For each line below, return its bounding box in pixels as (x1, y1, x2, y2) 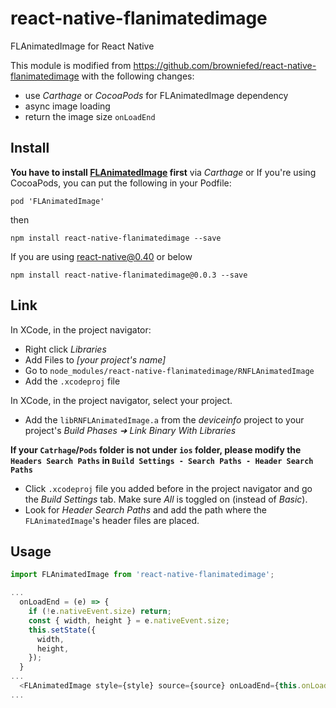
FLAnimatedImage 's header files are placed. (24, 514, 200, 526)
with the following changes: (81, 70, 195, 82)
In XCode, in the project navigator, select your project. (10, 394, 233, 406)
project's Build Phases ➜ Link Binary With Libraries (24, 424, 237, 436)
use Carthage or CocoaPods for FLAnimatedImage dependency (24, 89, 289, 101)
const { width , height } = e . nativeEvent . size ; (28, 615, 230, 626)
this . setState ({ (28, 625, 97, 635)
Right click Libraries (24, 343, 107, 355)
